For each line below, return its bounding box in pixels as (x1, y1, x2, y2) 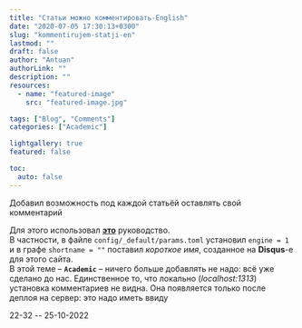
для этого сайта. (9, 253, 73, 264)
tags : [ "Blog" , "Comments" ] (9, 114, 116, 124)
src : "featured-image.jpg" (25, 97, 128, 107)
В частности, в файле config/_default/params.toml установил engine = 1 (9, 234, 289, 245)
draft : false (9, 47, 59, 56)
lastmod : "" (9, 38, 54, 48)
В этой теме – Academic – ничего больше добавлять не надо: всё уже (9, 263, 275, 273)
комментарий (9, 206, 63, 218)
